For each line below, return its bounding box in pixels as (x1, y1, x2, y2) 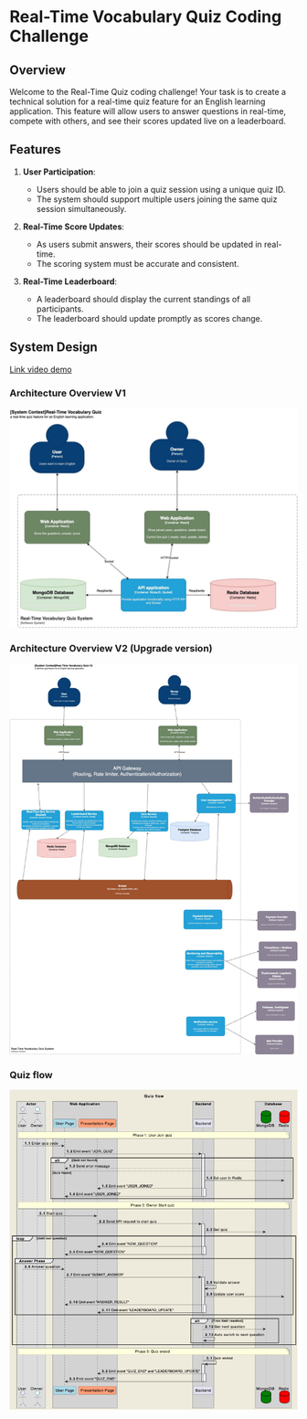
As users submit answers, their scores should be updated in (36, 238, 262, 249)
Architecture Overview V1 (9, 387, 126, 399)
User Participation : (22, 166, 96, 177)
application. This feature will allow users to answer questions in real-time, (9, 106, 286, 116)
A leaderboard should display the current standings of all (36, 293, 251, 304)
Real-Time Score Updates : (22, 221, 125, 232)
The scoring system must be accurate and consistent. (36, 258, 239, 269)
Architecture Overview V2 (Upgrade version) (9, 641, 213, 654)
